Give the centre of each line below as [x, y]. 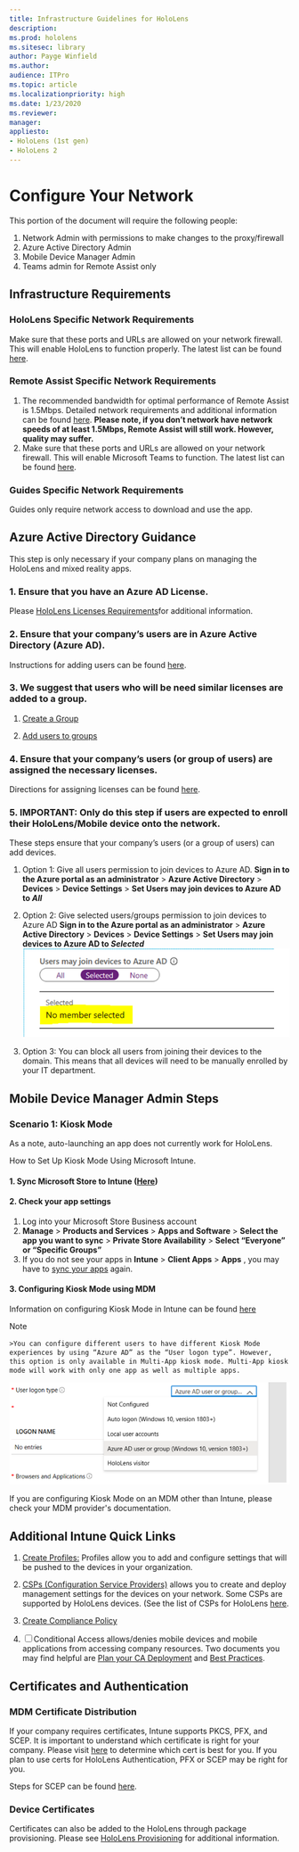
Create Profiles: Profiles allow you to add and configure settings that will [154, 1558]
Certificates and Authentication [99, 1686]
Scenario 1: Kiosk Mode [61, 1124]
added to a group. [48, 699]
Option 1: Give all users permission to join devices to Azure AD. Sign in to [156, 870]
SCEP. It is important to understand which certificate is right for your [134, 1740]
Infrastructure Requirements [90, 294]
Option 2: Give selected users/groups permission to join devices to [144, 915]
